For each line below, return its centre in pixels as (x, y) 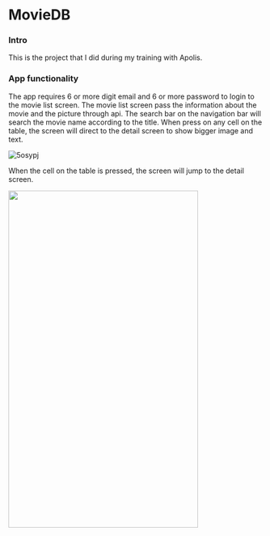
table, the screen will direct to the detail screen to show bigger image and (131, 130)
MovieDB (40, 15)
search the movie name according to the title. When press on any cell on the (135, 122)
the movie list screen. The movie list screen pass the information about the (133, 105)
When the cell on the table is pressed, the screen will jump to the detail (127, 171)
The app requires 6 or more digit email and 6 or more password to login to (131, 96)
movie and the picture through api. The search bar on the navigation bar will (135, 113)
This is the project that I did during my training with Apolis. (105, 57)
